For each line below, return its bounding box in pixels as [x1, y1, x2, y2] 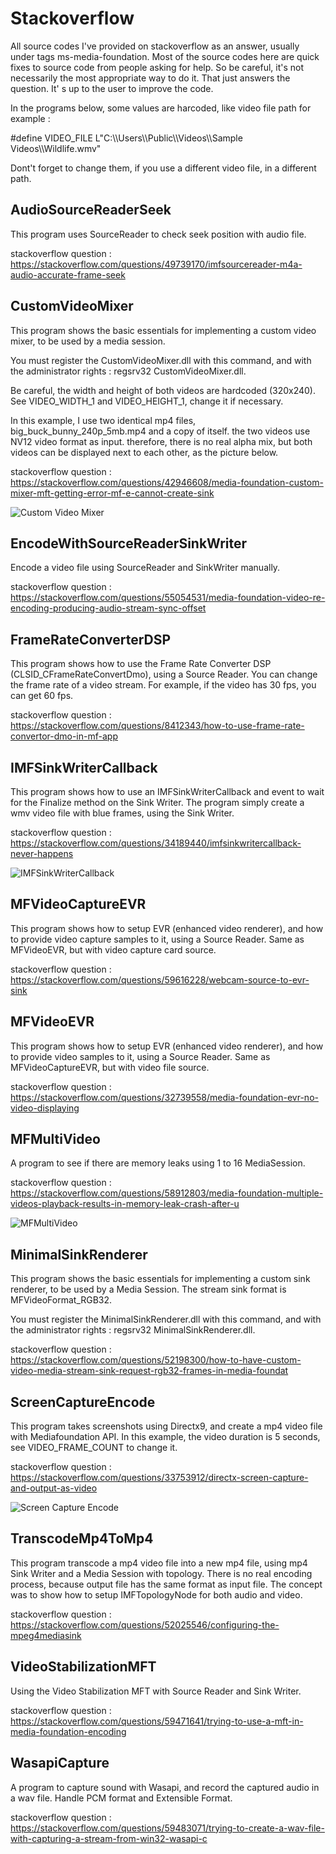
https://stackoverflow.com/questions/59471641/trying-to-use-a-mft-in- [10, 1715, 304, 1727]
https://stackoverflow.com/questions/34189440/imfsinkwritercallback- [10, 837, 302, 849]
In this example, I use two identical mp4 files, [10, 414, 197, 426]
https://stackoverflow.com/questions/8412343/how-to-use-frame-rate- [10, 720, 305, 732]
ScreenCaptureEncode [10, 1393, 156, 1411]
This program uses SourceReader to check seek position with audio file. [10, 228, 307, 240]
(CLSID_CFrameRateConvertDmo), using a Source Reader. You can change [10, 668, 318, 681]
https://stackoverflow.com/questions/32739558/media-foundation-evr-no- [10, 1091, 319, 1103]
